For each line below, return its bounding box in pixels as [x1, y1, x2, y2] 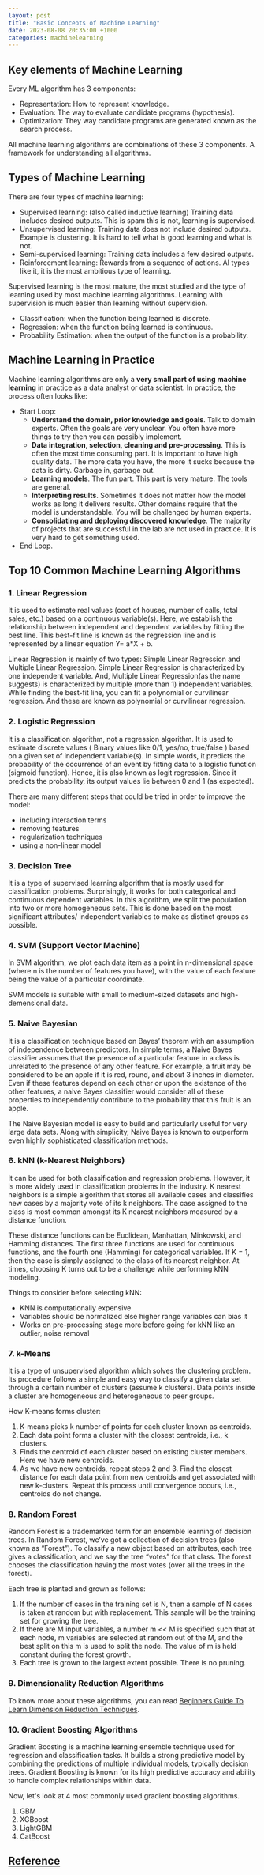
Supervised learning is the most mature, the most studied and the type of [8, 282, 246, 291]
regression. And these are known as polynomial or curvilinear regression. [8, 697, 246, 706]
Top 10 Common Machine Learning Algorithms [8, 564, 241, 577]
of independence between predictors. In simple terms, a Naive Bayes [8, 1045, 232, 1054]
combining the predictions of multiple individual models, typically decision [8, 1759, 249, 1768]
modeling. [8, 1272, 41, 1282]
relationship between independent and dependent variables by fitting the [8, 622, 245, 632]
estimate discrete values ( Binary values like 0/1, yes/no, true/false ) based [8, 743, 250, 752]
